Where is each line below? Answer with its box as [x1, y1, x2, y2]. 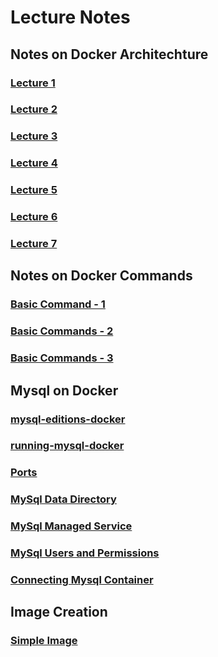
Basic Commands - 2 [10, 324, 114, 338]
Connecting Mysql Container [10, 573, 154, 587]
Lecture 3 [10, 129, 58, 143]
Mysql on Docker [10, 382, 119, 399]
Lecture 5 [10, 183, 58, 197]
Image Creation [10, 604, 108, 621]
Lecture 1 [10, 76, 56, 90]
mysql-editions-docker [10, 412, 126, 426]
